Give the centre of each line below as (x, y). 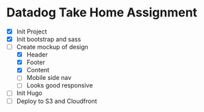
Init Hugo (29, 93)
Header (37, 55)
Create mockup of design (52, 47)
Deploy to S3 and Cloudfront (56, 101)
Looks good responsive (60, 85)
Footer (36, 62)
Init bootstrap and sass (49, 39)
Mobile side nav (49, 78)
